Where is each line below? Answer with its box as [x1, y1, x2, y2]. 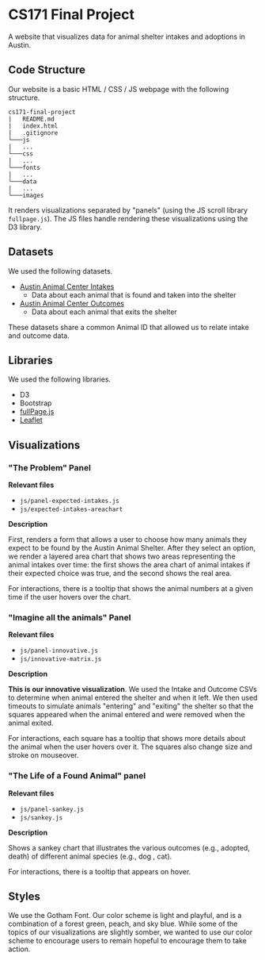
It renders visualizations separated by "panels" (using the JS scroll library [8, 205, 248, 215]
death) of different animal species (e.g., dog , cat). [8, 851, 172, 861]
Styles [8, 890, 41, 904]
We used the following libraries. [8, 374, 112, 384]
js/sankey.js [19, 813, 63, 822]
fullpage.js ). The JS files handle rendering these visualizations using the [8, 213, 248, 223]
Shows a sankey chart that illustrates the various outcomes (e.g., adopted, [8, 843, 251, 852]
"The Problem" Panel [8, 462, 91, 473]
